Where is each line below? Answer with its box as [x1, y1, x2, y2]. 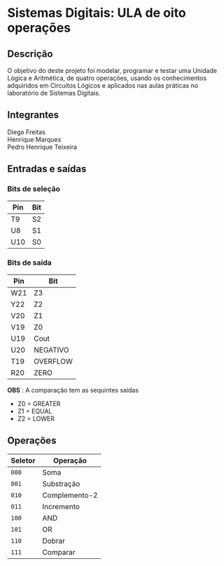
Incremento [41, 501, 80, 511]
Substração [41, 479, 80, 489]
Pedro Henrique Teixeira [7, 143, 78, 151]
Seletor [10, 455, 36, 465]
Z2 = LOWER [17, 414, 55, 423]
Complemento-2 [41, 490, 98, 500]
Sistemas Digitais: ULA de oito [7, 5, 187, 21]
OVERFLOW [34, 356, 73, 366]
